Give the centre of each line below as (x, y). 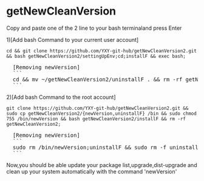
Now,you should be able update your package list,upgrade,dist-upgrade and (102, 165)
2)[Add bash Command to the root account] (61, 97)
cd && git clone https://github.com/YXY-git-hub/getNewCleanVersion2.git (102, 51)
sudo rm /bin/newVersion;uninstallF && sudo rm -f (90, 147)
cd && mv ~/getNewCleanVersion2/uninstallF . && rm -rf (97, 79)
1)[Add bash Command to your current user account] (73, 39)
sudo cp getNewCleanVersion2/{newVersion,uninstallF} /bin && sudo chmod (102, 114)
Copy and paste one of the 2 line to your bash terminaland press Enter (94, 28)
